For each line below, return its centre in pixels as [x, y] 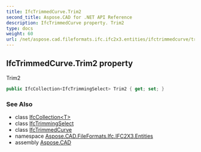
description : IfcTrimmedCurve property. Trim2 [65, 23]
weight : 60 [20, 34]
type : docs [20, 28]
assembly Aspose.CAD [43, 142]
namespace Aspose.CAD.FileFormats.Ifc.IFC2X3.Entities [84, 136]
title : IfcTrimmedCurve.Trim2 [44, 12]
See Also [19, 104]
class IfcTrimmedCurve [43, 129]
